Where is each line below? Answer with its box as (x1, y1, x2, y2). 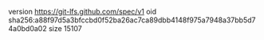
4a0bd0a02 (8, 24, 47, 33)
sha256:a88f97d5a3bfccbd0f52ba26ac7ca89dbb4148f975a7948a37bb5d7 (8, 15, 256, 25)
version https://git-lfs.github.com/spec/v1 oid (8, 7, 157, 16)
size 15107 (48, 24, 82, 33)
